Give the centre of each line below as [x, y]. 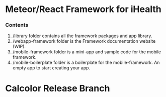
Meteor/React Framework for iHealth [84, 9]
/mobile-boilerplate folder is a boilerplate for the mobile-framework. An [86, 63]
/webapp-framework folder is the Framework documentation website [84, 41]
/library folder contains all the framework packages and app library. [82, 36]
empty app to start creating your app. [51, 68]
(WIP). [19, 47]
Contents [17, 25]
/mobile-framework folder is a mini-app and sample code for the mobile [87, 52]
